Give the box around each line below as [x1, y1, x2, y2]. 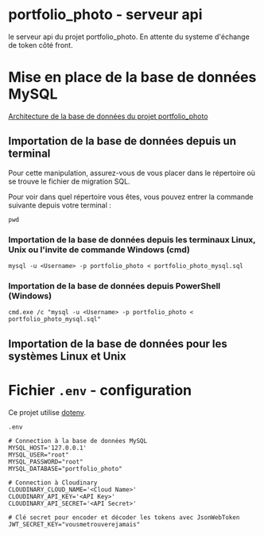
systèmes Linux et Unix [8, 349, 126, 363]
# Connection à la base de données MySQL [8, 437, 148, 445]
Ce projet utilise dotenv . [8, 407, 86, 417]
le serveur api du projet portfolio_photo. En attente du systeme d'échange [8, 32, 250, 41]
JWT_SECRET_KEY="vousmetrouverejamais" [8, 520, 141, 528]
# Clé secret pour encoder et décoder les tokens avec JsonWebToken [8, 513, 240, 522]
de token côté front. [8, 40, 73, 49]
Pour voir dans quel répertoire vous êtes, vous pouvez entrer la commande [8, 192, 254, 201]
